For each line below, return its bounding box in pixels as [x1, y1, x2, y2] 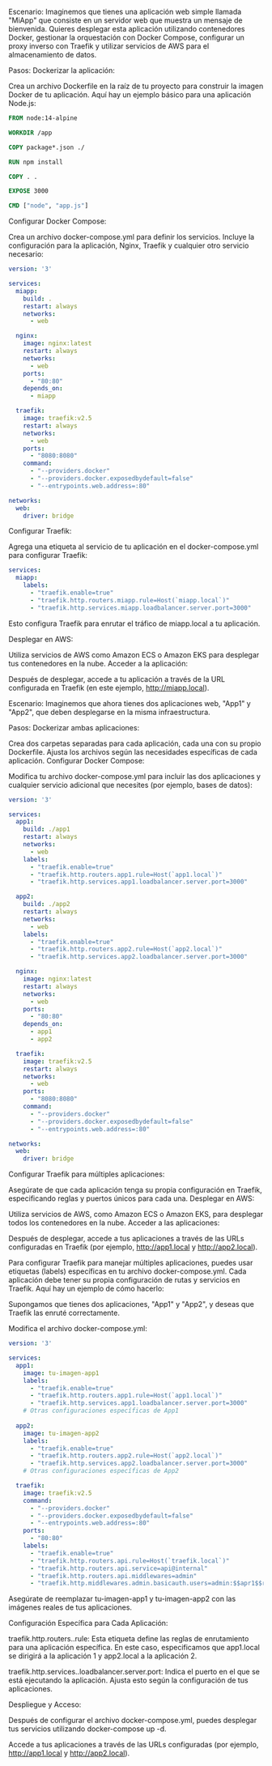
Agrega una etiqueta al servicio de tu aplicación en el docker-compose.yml [8, 542, 259, 551]
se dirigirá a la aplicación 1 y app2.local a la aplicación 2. [8, 1651, 198, 1661]
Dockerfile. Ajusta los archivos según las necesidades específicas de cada [8, 747, 257, 756]
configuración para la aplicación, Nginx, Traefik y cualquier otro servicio [8, 240, 249, 250]
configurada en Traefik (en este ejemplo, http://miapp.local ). [8, 683, 210, 692]
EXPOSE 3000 [8, 187, 49, 195]
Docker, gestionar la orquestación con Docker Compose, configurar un [8, 32, 244, 42]
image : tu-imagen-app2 [23, 1429, 100, 1437]
